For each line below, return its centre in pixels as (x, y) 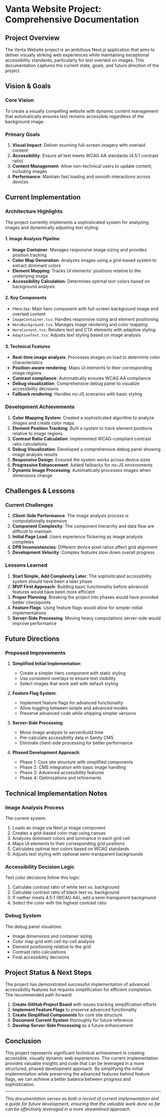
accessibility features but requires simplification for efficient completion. (79, 990)
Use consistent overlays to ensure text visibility (68, 678)
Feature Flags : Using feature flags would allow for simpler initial (77, 607)
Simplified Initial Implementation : (47, 663)
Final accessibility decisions (41, 957)
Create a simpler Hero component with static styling (73, 673)
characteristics (27, 363)
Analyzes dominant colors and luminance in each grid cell (71, 838)
